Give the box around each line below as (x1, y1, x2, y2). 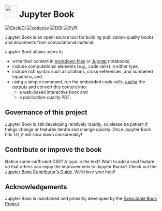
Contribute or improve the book (5, 146, 102, 154)
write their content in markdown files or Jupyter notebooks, (12, 58, 131, 64)
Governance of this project (5, 108, 88, 116)
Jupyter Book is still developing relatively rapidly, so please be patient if (5, 121, 148, 127)
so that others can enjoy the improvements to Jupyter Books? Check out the (5, 163, 157, 169)
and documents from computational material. (5, 39, 95, 45)
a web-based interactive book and (19, 89, 88, 95)
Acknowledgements (5, 182, 67, 191)
